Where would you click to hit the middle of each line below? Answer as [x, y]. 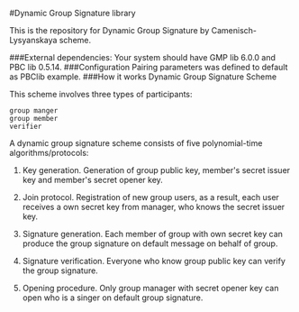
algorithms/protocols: [49, 153]
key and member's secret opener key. [93, 180]
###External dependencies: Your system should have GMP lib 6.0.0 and [143, 57]
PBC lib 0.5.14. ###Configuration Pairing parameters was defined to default [149, 67]
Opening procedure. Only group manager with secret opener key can [150, 288]
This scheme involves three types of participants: [101, 94]
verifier [26, 126]
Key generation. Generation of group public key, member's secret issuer [156, 170]
